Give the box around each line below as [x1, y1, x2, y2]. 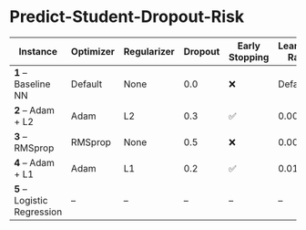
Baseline [14, 78, 51, 90]
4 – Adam [14, 156, 55, 169]
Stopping [229, 50, 270, 63]
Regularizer [123, 45, 175, 57]
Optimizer [71, 45, 116, 57]
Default [71, 78, 103, 90]
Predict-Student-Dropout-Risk [9, 6, 244, 27]
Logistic [14, 193, 48, 206]
